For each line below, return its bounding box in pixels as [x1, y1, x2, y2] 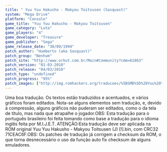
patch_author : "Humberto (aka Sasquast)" [5, 49, 92, 53]
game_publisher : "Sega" [5, 40, 55, 45]
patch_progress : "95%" [5, 76, 52, 81]
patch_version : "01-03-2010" [5, 62, 66, 67]
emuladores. [5, 142, 31, 148]
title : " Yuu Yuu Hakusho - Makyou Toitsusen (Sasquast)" [5, 7, 128, 12]
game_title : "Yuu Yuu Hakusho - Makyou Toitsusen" [5, 21, 112, 26]
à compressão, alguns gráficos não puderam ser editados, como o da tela [5, 105, 157, 111]
